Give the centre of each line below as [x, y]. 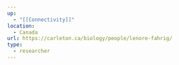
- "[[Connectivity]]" [44, 20]
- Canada [26, 32]
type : [15, 45]
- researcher [32, 51]
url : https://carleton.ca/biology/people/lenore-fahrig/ [90, 39]
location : [21, 26]
